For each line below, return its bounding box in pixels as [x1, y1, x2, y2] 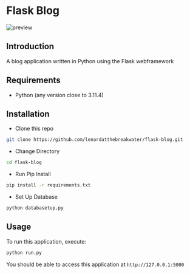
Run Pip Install [15, 171, 51, 178]
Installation [6, 109, 50, 119]
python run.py [6, 250, 42, 256]
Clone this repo [15, 125, 53, 132]
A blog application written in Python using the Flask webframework [6, 57, 174, 64]
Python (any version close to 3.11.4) [15, 91, 104, 98]
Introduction [6, 41, 55, 52]
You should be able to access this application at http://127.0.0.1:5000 [6, 261, 185, 268]
